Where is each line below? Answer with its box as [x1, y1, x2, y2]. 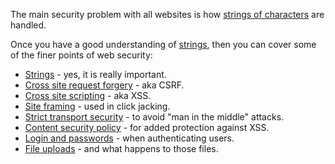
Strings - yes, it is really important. [24, 69, 167, 80]
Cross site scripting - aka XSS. [24, 90, 152, 101]
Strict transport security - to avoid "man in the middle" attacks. [24, 111, 285, 123]
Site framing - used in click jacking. [24, 100, 171, 112]
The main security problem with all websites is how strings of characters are [10, 9, 325, 20]
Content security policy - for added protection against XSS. [24, 122, 270, 133]
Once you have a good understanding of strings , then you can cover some [10, 39, 317, 50]
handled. [10, 19, 47, 31]
